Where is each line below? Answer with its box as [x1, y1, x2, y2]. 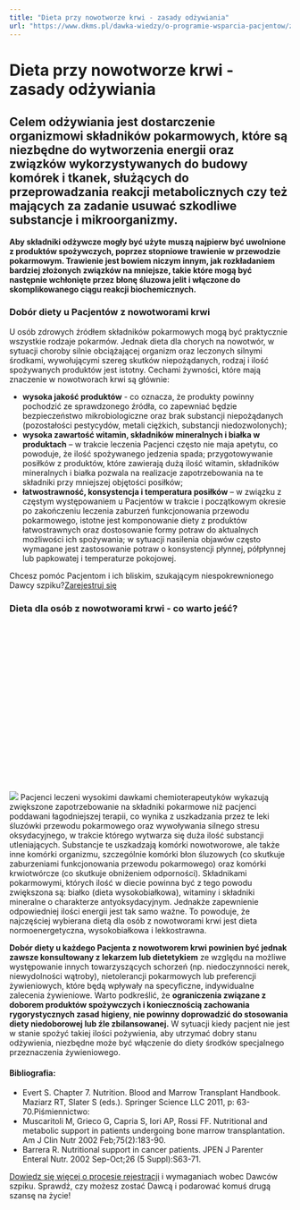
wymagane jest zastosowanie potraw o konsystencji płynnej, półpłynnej [21, 543, 286, 554]
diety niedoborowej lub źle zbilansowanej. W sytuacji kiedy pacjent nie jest [9, 1018, 290, 1029]
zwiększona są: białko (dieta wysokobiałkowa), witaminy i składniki [9, 887, 255, 898]
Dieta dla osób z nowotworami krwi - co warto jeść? [9, 601, 238, 614]
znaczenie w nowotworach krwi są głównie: [9, 373, 170, 385]
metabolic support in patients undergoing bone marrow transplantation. [21, 1125, 286, 1137]
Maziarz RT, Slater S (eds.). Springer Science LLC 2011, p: [21, 1097, 235, 1108]
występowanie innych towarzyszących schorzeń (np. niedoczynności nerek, [9, 961, 290, 972]
